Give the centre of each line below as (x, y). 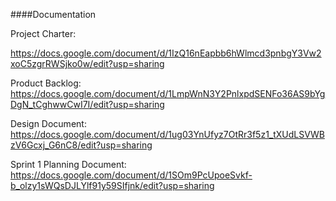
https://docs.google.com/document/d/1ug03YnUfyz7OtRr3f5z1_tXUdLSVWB (167, 134)
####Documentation (53, 14)
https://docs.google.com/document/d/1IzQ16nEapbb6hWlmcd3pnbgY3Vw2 (166, 53)
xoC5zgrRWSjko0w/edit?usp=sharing (87, 63)
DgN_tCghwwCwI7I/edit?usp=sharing (87, 104)
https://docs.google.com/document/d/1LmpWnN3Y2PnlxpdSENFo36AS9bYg (168, 93)
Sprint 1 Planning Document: (68, 164)
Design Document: (48, 123)
